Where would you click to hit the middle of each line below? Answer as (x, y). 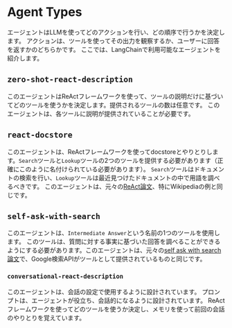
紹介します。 (25, 58)
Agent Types (45, 12)
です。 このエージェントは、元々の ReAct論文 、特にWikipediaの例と (121, 186)
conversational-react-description (65, 277)
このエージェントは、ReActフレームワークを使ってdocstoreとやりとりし (110, 152)
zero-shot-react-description (70, 79)
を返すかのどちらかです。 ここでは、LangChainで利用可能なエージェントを (114, 49)
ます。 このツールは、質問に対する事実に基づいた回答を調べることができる (114, 242)
